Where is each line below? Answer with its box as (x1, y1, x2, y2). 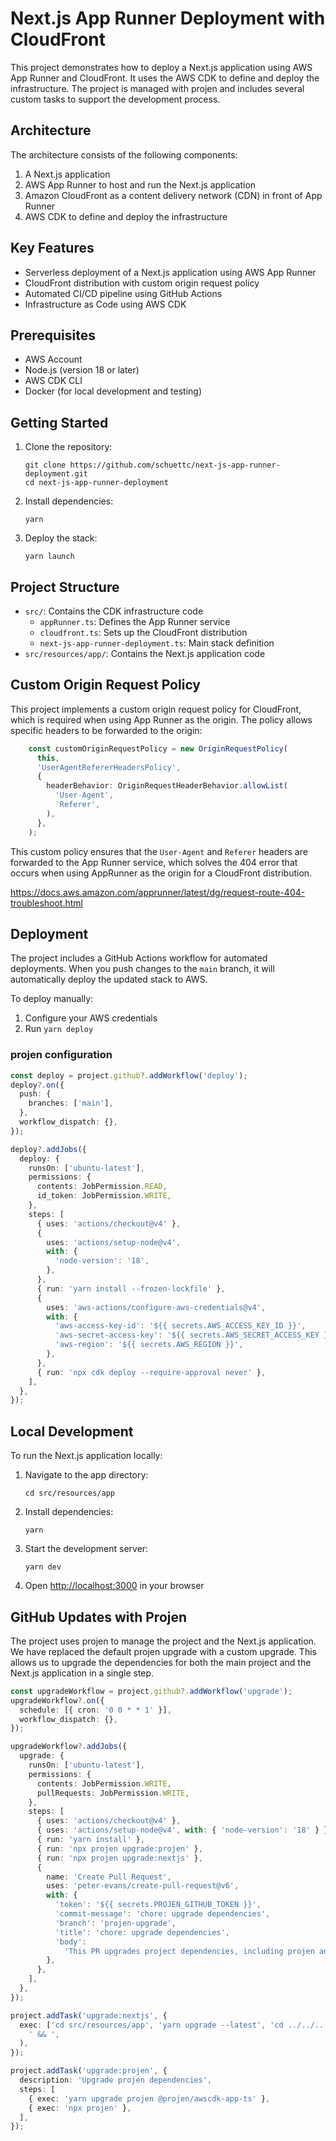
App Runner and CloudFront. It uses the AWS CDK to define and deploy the (10, 72, 320, 84)
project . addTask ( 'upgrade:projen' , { (10, 2066, 168, 2076)
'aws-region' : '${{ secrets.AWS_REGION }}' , (54, 1340, 244, 1350)
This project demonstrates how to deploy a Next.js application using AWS (10, 61, 313, 73)
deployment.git (24, 469, 89, 479)
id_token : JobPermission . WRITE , (36, 1191, 172, 1201)
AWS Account (24, 353, 83, 366)
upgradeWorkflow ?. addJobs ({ (10, 1742, 128, 1752)
